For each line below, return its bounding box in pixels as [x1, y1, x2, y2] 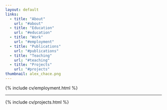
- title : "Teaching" [9, 53, 52, 58]
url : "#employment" [14, 39, 55, 44]
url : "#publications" [14, 48, 59, 53]
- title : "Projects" [9, 62, 52, 67]
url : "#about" [14, 21, 43, 26]
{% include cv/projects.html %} [5, 99, 70, 105]
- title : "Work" [9, 35, 43, 40]
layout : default [5, 7, 39, 12]
